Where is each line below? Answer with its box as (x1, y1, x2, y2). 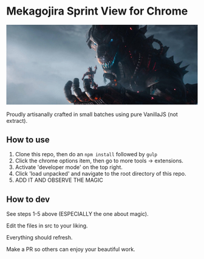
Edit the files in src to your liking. (6, 222, 88, 229)
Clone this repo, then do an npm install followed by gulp (15, 151, 158, 158)
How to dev (6, 194, 50, 204)
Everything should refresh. (6, 234, 73, 241)
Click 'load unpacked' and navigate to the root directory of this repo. (15, 170, 186, 178)
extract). (6, 117, 28, 124)
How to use (6, 135, 50, 145)
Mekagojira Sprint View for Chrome (6, 4, 188, 18)
